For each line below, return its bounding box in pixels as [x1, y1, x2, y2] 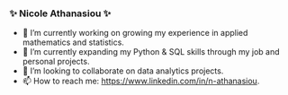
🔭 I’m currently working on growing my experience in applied [22, 28, 248, 39]
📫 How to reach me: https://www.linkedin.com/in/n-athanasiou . [22, 75, 260, 87]
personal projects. [22, 56, 90, 67]
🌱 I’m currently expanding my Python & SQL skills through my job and [22, 47, 281, 57]
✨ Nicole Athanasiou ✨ [9, 7, 112, 20]
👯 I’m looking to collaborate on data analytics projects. [22, 65, 224, 76]
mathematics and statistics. [22, 37, 124, 47]
